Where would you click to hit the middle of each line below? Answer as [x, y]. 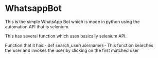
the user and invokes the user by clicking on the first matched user [72, 50]
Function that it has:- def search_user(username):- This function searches [79, 45]
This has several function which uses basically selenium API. [66, 36]
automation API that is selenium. [37, 26]
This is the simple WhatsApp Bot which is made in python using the [72, 22]
